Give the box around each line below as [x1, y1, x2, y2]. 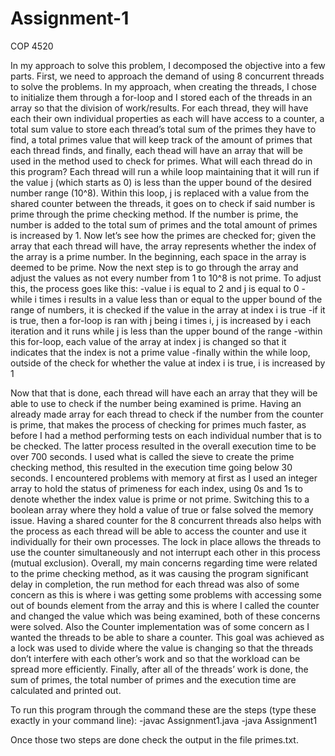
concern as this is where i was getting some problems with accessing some [10, 588, 322, 601]
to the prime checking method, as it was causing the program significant [10, 567, 309, 579]
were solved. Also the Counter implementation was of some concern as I [10, 620, 310, 632]
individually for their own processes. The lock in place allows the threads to [10, 535, 322, 547]
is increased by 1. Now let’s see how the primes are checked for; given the [10, 229, 317, 241]
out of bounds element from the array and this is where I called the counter [10, 599, 320, 611]
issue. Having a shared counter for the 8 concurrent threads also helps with [10, 514, 322, 526]
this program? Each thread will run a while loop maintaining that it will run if [10, 165, 320, 177]
